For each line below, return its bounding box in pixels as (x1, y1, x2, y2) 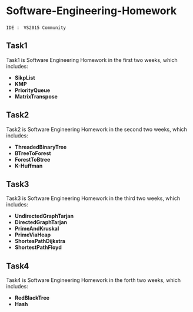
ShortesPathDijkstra (14, 238, 66, 245)
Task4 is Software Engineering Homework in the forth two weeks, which (6, 277, 181, 284)
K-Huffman (14, 162, 43, 169)
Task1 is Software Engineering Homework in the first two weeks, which (6, 56, 178, 63)
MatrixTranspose (14, 93, 58, 100)
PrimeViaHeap (14, 231, 51, 238)
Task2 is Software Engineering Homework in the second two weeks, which (6, 126, 187, 133)
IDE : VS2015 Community (6, 25, 66, 31)
